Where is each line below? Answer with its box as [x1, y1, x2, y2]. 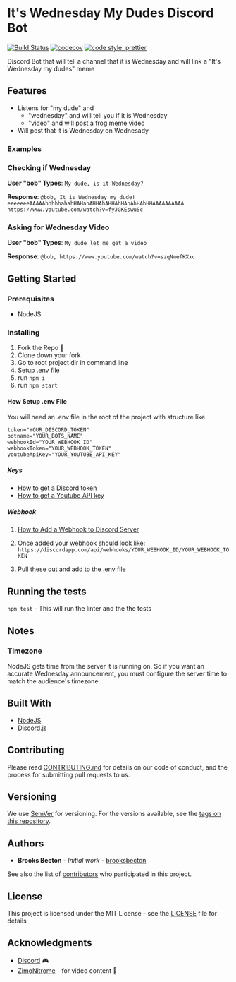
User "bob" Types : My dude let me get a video [7, 239, 147, 247]
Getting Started [7, 273, 77, 285]
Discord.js [17, 724, 47, 732]
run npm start [17, 381, 58, 390]
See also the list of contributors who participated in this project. [7, 870, 192, 878]
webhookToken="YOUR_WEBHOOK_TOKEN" [7, 445, 112, 453]
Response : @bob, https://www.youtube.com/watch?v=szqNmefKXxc [7, 252, 196, 261]
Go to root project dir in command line [17, 359, 128, 367]
